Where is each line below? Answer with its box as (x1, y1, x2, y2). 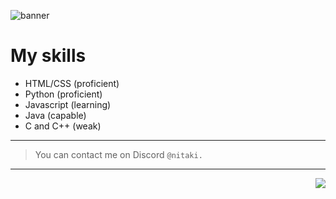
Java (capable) (24, 109, 87, 121)
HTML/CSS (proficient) (24, 77, 120, 89)
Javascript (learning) (24, 98, 112, 110)
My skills (10, 45, 87, 67)
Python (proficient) (24, 88, 103, 100)
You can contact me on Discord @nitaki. (34, 148, 203, 160)
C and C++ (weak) (24, 120, 102, 132)
